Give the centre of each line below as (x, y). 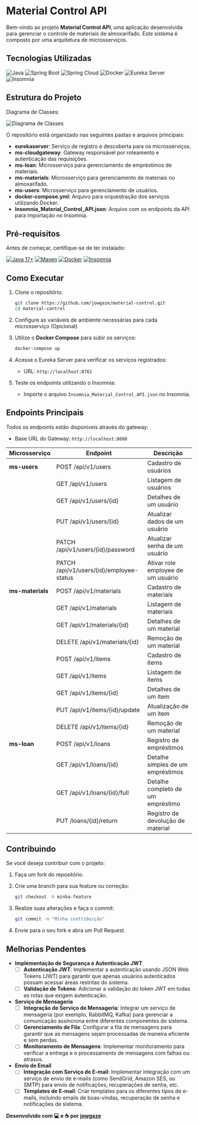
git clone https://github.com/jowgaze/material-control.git (90, 303)
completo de (165, 789)
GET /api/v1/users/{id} (87, 501)
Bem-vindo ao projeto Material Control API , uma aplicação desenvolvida (94, 27)
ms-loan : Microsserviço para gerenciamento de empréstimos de (93, 165)
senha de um (165, 546)
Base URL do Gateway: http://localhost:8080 (71, 438)
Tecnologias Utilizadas (49, 58)
